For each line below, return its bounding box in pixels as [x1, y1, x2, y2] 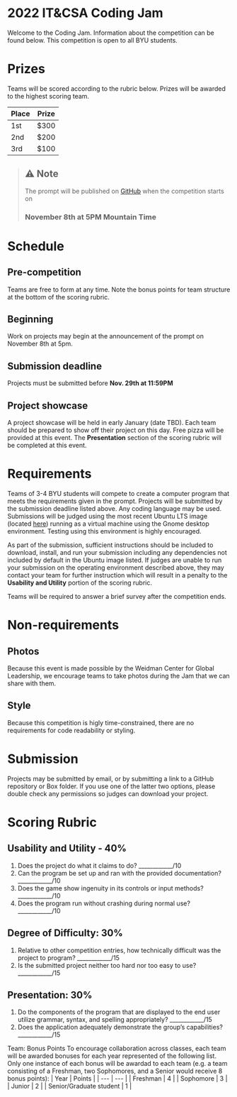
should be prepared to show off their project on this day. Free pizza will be [7, 426, 224, 434]
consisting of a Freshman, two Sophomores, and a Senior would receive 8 [7, 1066, 223, 1076]
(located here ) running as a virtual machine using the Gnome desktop [7, 519, 210, 528]
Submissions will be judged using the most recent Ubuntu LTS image [7, 512, 208, 520]
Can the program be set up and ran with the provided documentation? [17, 869, 221, 877]
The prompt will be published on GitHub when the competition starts [24, 187, 224, 195]
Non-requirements [7, 617, 119, 633]
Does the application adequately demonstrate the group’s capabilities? [17, 1023, 223, 1032]
